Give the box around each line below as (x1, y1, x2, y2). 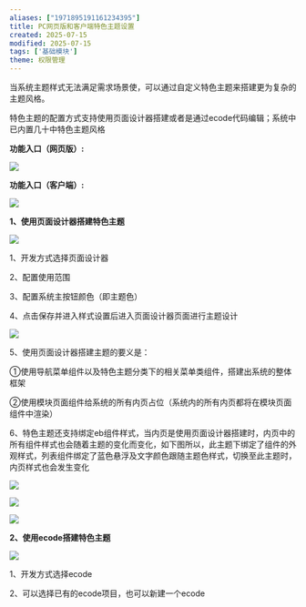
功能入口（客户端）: (9, 179, 85, 190)
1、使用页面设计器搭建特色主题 (9, 216, 126, 227)
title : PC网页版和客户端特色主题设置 (9, 22, 135, 31)
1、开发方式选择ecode (9, 569, 93, 579)
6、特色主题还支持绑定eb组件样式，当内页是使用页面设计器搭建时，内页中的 (9, 428, 296, 438)
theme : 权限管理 (9, 56, 66, 65)
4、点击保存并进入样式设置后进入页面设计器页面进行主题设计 (9, 310, 239, 321)
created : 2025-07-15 (9, 30, 88, 39)
